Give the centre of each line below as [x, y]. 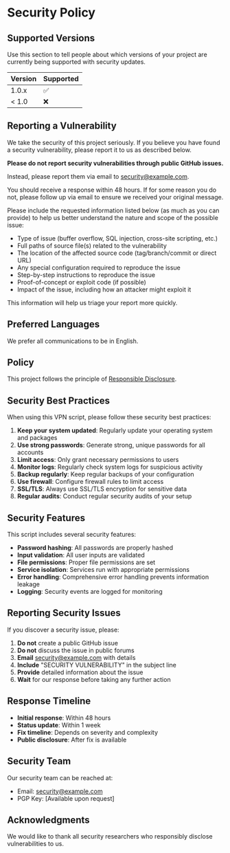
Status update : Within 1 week [59, 725]
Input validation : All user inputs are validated [81, 555]
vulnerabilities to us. [35, 844]
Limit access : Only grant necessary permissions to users [98, 460]
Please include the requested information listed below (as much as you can [113, 210]
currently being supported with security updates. [77, 62]
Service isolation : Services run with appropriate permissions [103, 570]
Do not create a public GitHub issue [68, 643]
